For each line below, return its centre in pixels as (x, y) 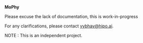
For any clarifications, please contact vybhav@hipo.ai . (59, 26)
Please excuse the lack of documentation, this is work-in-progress (71, 16)
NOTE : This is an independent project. (43, 35)
